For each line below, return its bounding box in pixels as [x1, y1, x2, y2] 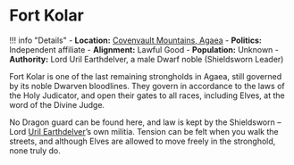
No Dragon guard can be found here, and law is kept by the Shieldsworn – [9, 117, 281, 128]
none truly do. [9, 144, 61, 156]
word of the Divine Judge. [9, 99, 105, 110]
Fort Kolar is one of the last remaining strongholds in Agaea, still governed [9, 70, 282, 81]
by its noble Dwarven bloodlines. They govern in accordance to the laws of [9, 80, 285, 91]
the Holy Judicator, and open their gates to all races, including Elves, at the [9, 90, 285, 101]
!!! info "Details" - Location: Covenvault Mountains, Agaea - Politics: [9, 35, 262, 45]
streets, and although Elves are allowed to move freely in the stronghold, [9, 136, 276, 146]
